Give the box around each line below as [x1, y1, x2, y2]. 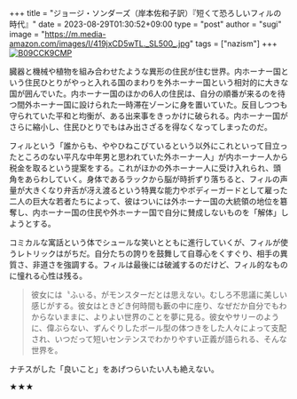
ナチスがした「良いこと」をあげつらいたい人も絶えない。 [9, 363, 219, 374]
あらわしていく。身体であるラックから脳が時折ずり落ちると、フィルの [24, 174, 281, 184]
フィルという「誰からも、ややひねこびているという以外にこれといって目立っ [9, 140, 288, 151]
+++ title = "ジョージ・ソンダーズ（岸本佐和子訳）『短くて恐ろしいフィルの [9, 8, 282, 18]
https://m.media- [43, 29, 106, 39]
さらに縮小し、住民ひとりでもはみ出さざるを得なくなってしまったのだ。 [9, 122, 272, 132]
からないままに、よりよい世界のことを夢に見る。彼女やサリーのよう [30, 312, 280, 322]
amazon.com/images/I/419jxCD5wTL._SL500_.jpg [9, 38, 191, 49]
